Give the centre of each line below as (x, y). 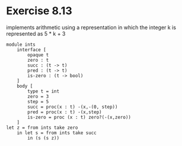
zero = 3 (38, 96)
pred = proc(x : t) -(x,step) (65, 112)
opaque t (38, 55)
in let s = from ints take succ (57, 133)
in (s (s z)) (44, 138)
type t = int (44, 91)
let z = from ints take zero (42, 128)
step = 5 (38, 101)
